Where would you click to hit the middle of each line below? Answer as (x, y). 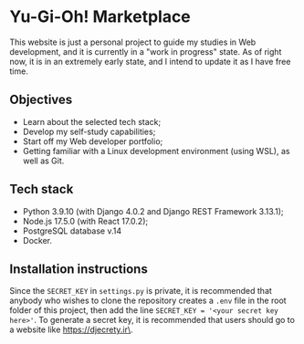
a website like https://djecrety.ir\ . (72, 329)
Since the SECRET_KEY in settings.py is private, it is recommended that (141, 291)
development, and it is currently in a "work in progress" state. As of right (146, 51)
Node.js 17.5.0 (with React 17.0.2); (85, 221)
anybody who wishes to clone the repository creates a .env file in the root (148, 301)
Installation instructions (79, 269)
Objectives (41, 100)
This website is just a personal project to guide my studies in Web (133, 42)
